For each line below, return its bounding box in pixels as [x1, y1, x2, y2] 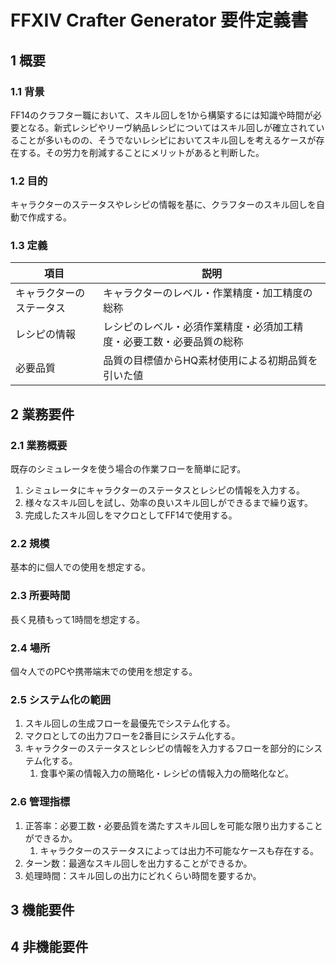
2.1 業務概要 [10, 438, 68, 452]
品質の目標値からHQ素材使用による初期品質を [103, 354, 318, 368]
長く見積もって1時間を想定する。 [10, 613, 145, 625]
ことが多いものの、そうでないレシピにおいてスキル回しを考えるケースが [18, 134, 317, 146]
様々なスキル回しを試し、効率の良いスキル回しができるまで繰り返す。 [24, 497, 314, 509]
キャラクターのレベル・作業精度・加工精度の [103, 286, 313, 300]
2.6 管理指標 [10, 795, 71, 809]
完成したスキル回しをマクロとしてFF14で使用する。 [24, 509, 238, 521]
